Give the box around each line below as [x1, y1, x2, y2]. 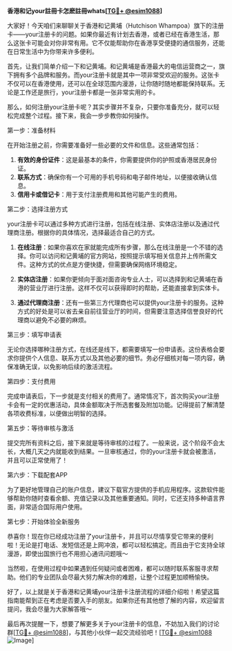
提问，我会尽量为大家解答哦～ [7, 605, 92, 613]
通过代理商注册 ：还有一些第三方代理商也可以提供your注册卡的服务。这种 [17, 298, 224, 307]
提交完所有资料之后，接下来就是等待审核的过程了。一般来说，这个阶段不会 [7, 439, 219, 447]
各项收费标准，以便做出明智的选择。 [7, 409, 110, 418]
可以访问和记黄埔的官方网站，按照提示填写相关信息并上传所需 [35, 252, 211, 260]
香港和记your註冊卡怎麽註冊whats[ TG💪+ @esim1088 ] [7, 7, 162, 15]
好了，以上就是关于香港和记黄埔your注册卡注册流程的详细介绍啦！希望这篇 [7, 588, 220, 596]
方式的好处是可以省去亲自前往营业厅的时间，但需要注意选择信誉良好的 [17, 307, 217, 315]
